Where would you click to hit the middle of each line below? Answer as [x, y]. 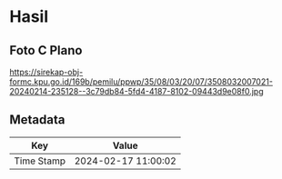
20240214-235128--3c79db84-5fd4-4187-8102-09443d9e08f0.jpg [136, 91]
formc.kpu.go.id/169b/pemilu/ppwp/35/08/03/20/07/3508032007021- [141, 82]
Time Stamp [40, 161]
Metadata [37, 120]
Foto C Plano [46, 50]
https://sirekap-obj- [46, 72]
